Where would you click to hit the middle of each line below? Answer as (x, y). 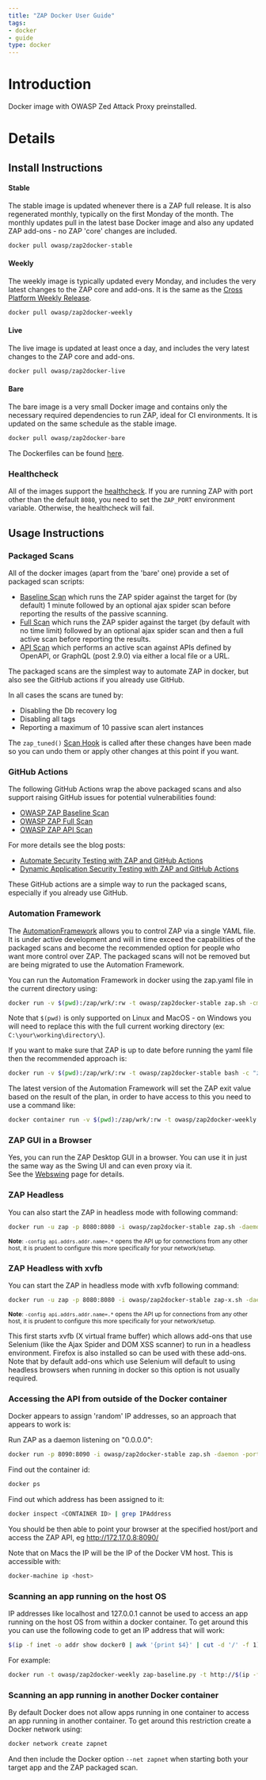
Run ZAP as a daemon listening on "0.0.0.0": (80, 1440)
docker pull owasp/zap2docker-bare (67, 438)
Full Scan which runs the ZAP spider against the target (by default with (135, 622)
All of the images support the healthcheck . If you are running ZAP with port (131, 491)
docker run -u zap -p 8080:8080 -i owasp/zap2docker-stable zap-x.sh (125, 1299)
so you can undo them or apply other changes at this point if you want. (123, 751)
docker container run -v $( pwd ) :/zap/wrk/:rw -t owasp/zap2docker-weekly (133, 1120)
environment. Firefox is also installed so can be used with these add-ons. (127, 1353)
